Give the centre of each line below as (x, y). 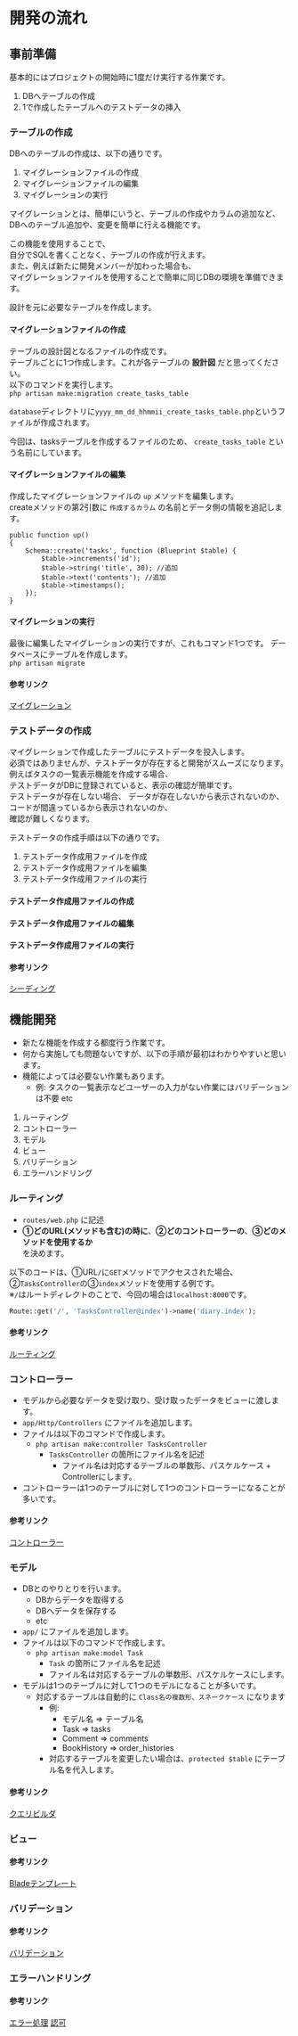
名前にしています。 (52, 452)
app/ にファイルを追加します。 (77, 1631)
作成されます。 (67, 422)
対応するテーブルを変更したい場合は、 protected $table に (156, 1759)
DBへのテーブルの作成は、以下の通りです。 (88, 153)
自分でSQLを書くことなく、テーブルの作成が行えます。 (110, 255)
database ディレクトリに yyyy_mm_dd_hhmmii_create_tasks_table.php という (144, 411)
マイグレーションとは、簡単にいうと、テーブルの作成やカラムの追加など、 (145, 214)
